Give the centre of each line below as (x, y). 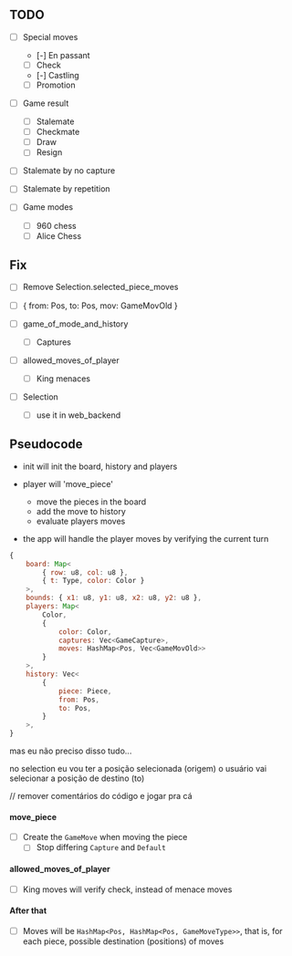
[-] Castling (57, 75)
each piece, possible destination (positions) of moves (123, 941)
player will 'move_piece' (68, 483)
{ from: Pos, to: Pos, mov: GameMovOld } (100, 306)
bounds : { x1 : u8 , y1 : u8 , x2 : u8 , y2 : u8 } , (114, 598)
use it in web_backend (78, 415)
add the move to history (81, 511)
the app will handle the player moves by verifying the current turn (146, 538)
